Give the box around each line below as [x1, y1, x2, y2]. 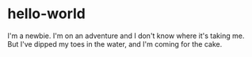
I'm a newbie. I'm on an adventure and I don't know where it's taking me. [7, 31, 245, 40]
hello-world [7, 5, 86, 23]
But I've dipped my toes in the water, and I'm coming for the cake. [7, 39, 223, 48]
